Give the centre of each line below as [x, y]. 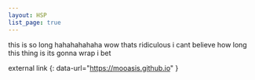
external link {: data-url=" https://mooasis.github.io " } [93, 68]
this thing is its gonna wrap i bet [60, 53]
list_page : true [35, 23]
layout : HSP [27, 15]
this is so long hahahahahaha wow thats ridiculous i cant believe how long [127, 44]
